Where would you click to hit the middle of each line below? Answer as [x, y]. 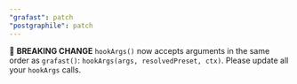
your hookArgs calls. [45, 69]
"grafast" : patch [41, 17]
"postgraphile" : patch [51, 26]
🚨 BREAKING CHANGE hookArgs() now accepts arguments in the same [140, 50]
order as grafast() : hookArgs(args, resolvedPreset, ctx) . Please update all [149, 60]
